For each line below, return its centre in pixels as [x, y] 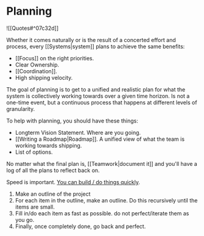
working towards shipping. [48, 145]
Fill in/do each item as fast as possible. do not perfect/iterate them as [102, 213]
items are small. [35, 207]
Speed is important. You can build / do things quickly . [73, 182]
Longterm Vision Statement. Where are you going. [78, 132]
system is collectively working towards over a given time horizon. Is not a [98, 96]
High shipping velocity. [44, 77]
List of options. [34, 152]
